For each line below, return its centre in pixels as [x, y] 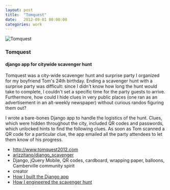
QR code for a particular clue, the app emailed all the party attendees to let [84, 134]
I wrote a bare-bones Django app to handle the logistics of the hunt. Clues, [84, 118]
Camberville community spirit [44, 166]
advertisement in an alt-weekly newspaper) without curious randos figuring [85, 103]
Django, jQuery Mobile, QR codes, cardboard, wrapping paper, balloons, [89, 160]
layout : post [19, 10]
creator [20, 171]
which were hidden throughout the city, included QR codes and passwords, [84, 124]
